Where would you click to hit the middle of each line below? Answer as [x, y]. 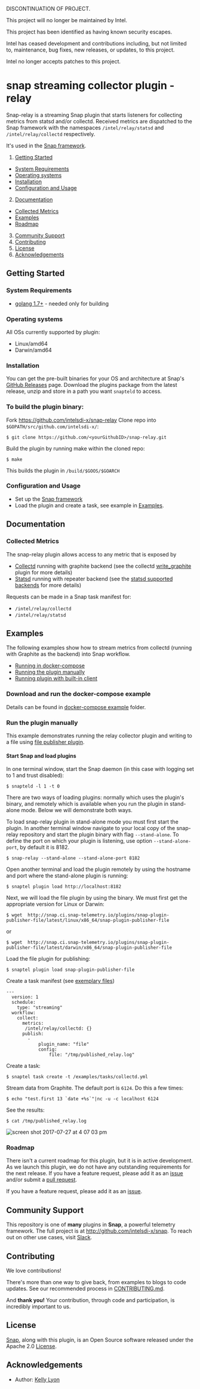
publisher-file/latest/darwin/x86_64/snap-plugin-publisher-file [89, 948]
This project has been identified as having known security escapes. [89, 32]
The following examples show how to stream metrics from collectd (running [99, 648]
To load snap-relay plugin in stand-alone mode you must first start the [93, 822]
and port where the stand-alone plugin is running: [67, 876]
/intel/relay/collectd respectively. [51, 134]
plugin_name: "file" [64, 1045]
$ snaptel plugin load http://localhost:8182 [64, 887]
